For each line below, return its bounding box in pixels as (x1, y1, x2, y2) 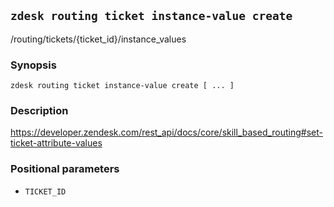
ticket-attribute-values (10, 137, 103, 149)
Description (10, 104, 69, 118)
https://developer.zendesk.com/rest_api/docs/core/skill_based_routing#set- (10, 126, 324, 139)
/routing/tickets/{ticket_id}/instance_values (10, 33, 187, 45)
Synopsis (10, 58, 57, 72)
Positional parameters (10, 162, 120, 176)
